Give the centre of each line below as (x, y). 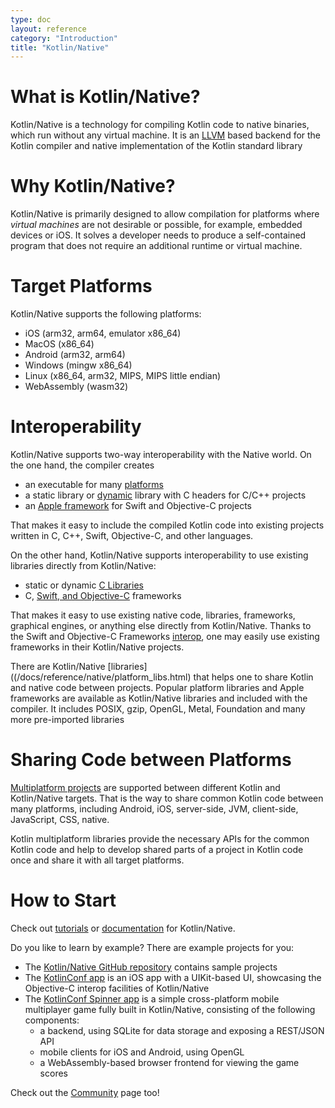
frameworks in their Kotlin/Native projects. (97, 647)
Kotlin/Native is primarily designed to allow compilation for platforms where (165, 214)
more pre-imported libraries (67, 719)
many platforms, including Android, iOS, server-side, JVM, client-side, (154, 808)
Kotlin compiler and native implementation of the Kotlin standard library (156, 146)
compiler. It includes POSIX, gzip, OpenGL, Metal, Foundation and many (158, 709)
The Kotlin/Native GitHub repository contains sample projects (151, 967)
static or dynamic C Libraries (84, 585)
